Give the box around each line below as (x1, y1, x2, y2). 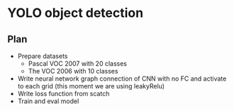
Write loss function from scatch (17, 90, 110, 98)
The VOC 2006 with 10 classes (28, 67, 118, 75)
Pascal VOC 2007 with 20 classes (28, 59, 128, 68)
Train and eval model (17, 97, 79, 105)
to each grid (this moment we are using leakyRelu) (17, 82, 165, 90)
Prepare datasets (17, 52, 68, 60)
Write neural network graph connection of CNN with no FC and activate (17, 74, 227, 83)
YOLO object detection (7, 5, 144, 21)
